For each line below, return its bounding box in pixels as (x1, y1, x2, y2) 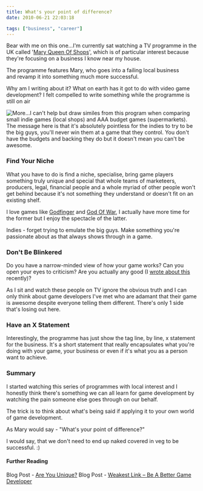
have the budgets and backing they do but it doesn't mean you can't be (6, 135, 185, 142)
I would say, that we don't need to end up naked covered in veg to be (6, 437, 179, 444)
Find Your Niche (6, 157, 55, 165)
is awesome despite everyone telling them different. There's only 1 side (6, 299, 184, 306)
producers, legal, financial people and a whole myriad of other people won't (6, 183, 196, 191)
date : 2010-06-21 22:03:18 (6, 15, 75, 21)
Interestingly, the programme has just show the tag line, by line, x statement (6, 335, 196, 342)
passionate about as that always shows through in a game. (6, 233, 153, 240)
